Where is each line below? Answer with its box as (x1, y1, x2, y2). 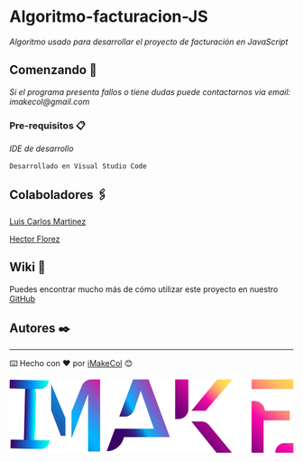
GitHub (9, 293, 36, 304)
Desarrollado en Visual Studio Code (9, 162, 147, 171)
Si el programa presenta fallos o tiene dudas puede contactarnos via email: (9, 86, 291, 97)
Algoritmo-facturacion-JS (9, 6, 209, 27)
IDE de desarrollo (9, 143, 74, 155)
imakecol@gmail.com (9, 96, 90, 107)
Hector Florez (9, 233, 60, 244)
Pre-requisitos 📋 (9, 119, 86, 132)
